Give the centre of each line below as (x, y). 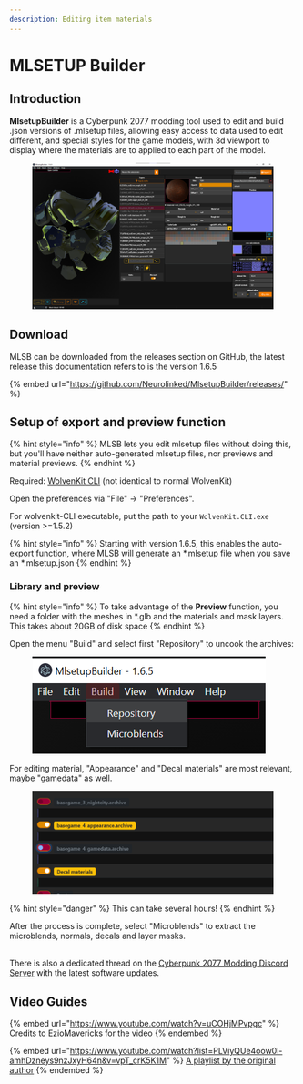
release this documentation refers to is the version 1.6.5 (113, 366)
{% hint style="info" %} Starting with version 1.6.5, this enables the (135, 544)
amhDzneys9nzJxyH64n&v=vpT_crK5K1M (88, 1060)
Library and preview (55, 587)
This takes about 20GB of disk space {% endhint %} (107, 626)
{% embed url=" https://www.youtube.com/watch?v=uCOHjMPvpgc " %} (145, 1024)
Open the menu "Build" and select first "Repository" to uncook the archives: (151, 643)
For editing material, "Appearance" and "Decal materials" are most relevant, (151, 768)
